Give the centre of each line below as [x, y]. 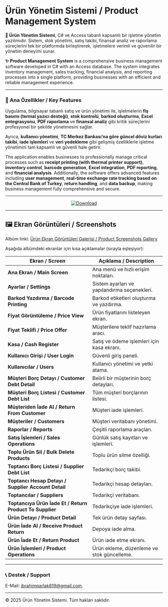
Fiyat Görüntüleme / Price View [46, 316]
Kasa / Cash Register [33, 344]
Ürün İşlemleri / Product [37, 548]
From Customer [27, 413]
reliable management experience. [39, 82]
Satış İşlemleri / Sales [34, 438]
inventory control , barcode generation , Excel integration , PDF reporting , [81, 168]
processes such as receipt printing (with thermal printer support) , [74, 162]
